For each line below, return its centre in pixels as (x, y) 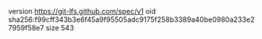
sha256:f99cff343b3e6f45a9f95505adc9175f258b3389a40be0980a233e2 (132, 19)
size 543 (60, 28)
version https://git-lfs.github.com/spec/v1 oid (82, 11)
